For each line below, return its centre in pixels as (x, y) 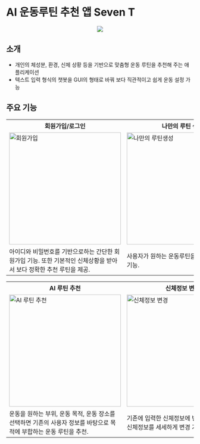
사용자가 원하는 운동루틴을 (162, 256)
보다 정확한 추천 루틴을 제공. (53, 270)
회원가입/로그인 (65, 126)
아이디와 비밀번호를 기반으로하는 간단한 (61, 252)
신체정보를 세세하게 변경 (159, 427)
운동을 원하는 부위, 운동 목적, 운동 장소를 (62, 414)
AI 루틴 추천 (65, 288)
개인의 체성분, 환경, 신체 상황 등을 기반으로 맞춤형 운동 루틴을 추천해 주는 (99, 65)
